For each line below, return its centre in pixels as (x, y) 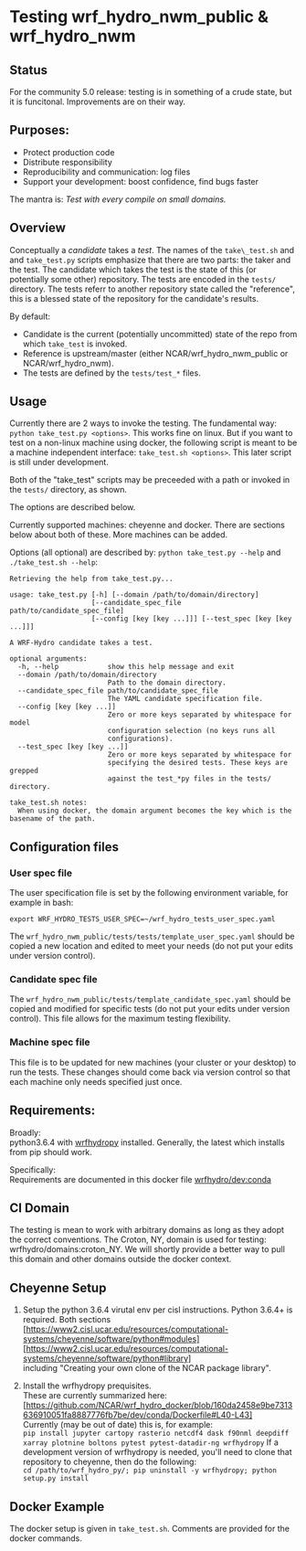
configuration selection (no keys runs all (191, 731)
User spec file (41, 873)
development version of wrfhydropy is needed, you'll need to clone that (157, 1452)
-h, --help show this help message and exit (126, 667)
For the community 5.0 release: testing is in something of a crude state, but (151, 92)
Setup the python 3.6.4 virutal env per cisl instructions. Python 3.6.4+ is (158, 1310)
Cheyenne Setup (58, 1287)
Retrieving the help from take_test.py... (91, 579)
